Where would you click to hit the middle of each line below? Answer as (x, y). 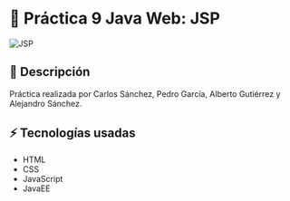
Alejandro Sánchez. (46, 103)
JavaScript (43, 178)
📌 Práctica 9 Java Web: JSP (115, 19)
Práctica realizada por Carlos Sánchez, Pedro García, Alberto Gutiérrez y (145, 93)
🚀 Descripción (50, 72)
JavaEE (36, 188)
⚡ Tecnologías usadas (72, 134)
